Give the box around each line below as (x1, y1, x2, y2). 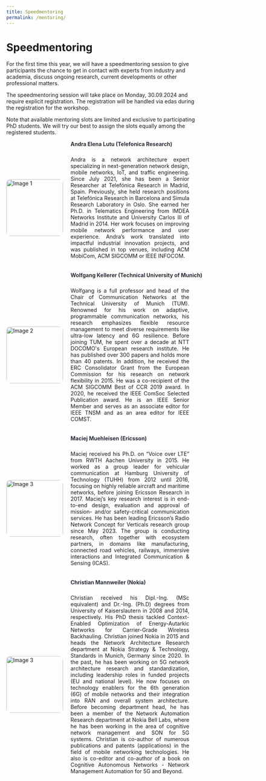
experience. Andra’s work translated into (70, 233, 189, 241)
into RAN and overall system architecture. (70, 697, 189, 704)
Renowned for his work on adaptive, (70, 306, 189, 314)
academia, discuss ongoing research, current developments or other (6, 73, 177, 80)
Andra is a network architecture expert (70, 156, 189, 163)
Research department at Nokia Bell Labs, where (70, 716, 189, 724)
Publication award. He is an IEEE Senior (70, 397, 189, 404)
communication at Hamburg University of (70, 470, 189, 477)
